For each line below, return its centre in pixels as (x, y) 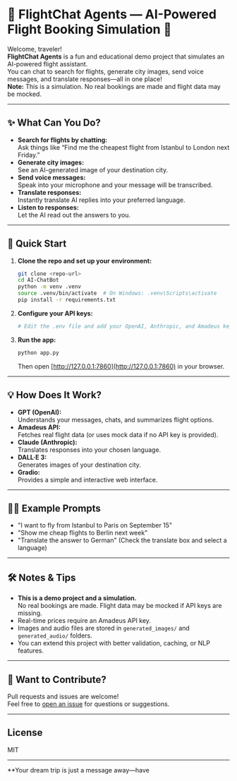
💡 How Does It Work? (55, 395)
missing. (30, 613)
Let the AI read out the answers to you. (74, 215)
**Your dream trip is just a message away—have (78, 770)
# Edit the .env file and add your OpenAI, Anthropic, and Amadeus (119, 326)
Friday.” (29, 155)
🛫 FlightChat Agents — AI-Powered (112, 14)
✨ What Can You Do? (54, 123)
